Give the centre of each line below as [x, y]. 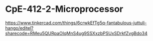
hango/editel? [19, 28]
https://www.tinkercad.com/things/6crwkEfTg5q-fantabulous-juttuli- [76, 23]
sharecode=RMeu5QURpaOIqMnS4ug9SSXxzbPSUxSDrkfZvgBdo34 [76, 33]
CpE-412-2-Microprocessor [64, 9]
